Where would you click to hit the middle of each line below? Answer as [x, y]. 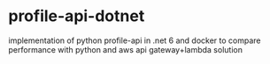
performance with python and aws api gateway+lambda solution [125, 49]
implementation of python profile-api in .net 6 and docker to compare [135, 40]
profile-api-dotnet [77, 16]
